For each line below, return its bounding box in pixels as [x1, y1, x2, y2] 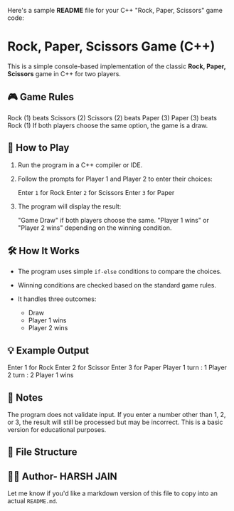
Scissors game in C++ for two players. [7, 69, 121, 78]
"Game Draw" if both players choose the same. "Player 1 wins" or [17, 216, 210, 224]
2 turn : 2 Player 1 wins [7, 371, 74, 379]
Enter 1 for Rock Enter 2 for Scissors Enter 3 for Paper [17, 188, 175, 196]
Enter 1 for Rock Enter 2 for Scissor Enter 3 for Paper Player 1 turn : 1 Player [7, 363, 228, 372]
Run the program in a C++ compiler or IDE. [17, 160, 143, 169]
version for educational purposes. [7, 426, 107, 433]
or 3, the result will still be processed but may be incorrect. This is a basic [7, 418, 223, 426]
